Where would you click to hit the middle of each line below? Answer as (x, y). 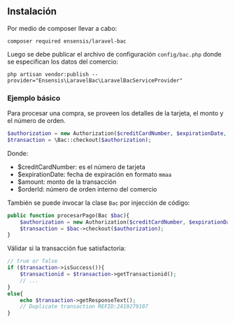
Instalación (32, 12)
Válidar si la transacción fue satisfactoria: (66, 248)
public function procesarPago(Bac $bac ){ (69, 215)
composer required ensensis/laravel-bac (67, 41)
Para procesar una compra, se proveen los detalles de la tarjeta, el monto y (115, 113)
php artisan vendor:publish (48, 74)
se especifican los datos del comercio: (63, 62)
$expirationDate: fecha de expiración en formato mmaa (94, 174)
